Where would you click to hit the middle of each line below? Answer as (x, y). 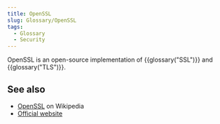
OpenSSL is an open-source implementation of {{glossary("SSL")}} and (110, 60)
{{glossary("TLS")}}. (37, 67)
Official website (40, 113)
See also (26, 89)
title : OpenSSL (29, 14)
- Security (29, 40)
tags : (15, 27)
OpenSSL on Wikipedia (50, 106)
